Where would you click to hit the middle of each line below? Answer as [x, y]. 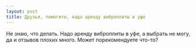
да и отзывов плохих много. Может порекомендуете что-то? [82, 40]
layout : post [22, 11]
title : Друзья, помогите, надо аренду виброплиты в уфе [76, 17]
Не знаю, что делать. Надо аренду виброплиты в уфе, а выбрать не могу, [98, 33]
